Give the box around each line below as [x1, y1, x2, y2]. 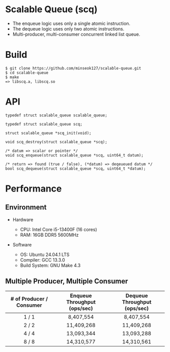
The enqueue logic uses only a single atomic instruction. [12, 20, 131, 26]
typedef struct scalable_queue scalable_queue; [5, 113, 108, 118]
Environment [5, 203, 47, 212]
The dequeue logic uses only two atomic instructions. [12, 25, 124, 31]
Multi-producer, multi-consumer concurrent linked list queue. [12, 31, 141, 37]
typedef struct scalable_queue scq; [5, 121, 82, 126]
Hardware [12, 216, 34, 222]
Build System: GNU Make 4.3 [20, 262, 81, 268]
